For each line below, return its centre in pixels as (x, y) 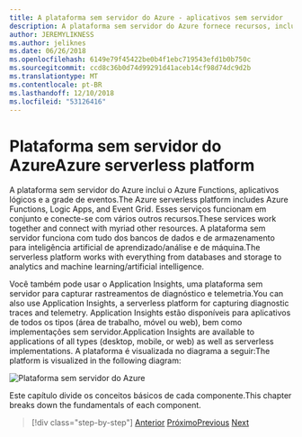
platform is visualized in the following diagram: (95, 360)
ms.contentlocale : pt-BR (56, 85)
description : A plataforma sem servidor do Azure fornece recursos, (140, 26)
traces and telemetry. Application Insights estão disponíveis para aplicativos (150, 313)
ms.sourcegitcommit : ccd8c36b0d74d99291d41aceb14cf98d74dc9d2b (130, 68)
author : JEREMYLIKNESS (52, 34)
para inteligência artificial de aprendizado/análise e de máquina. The (135, 248)
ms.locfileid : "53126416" (58, 101)
